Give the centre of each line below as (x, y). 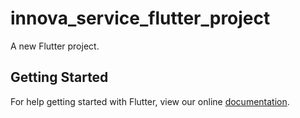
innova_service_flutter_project (140, 18)
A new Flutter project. (55, 46)
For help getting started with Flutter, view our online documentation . (150, 101)
